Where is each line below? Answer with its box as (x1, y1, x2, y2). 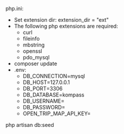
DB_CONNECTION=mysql (22, 73, 85, 79)
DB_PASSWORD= (22, 104, 66, 110)
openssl (22, 48, 42, 55)
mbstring (22, 41, 45, 48)
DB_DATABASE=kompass (22, 91, 85, 98)
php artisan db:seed (5, 122, 54, 128)
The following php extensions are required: (14, 23, 118, 29)
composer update (14, 60, 58, 67)
